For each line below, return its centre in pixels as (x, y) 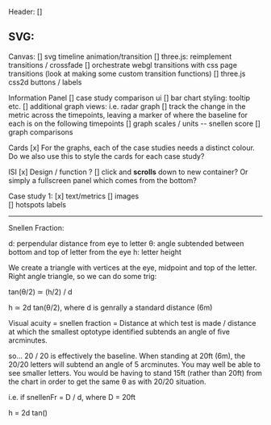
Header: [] (25, 12)
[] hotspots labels (38, 204)
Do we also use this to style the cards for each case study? (106, 156)
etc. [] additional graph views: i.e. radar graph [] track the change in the (127, 106)
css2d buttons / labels (45, 82)
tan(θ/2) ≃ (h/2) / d (40, 292)
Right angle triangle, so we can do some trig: (83, 276)
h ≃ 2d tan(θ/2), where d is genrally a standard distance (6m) (110, 307)
